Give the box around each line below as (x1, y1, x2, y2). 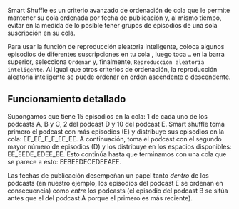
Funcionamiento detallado (7, 93, 126, 105)
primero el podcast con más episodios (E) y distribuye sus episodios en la (7, 127, 225, 136)
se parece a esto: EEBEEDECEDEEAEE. (7, 157, 121, 166)
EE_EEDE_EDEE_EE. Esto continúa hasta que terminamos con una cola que (7, 149, 227, 159)
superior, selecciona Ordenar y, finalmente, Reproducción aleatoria (7, 58, 205, 66)
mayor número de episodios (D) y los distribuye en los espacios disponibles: (7, 142, 232, 151)
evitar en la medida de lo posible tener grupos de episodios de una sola (7, 21, 218, 29)
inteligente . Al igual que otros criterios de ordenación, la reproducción (7, 65, 218, 73)
